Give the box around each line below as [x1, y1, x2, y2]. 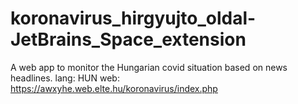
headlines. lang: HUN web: [10, 72, 120, 84]
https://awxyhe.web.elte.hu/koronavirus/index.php [10, 82, 218, 94]
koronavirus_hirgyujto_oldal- [10, 7, 257, 30]
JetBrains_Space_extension [10, 28, 247, 51]
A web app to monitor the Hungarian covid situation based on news [10, 61, 288, 73]
